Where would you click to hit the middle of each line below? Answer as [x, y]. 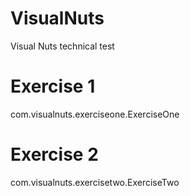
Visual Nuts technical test [62, 46]
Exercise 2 [54, 154]
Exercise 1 [53, 86]
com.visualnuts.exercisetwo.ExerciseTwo [95, 182]
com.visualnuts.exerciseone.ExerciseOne [95, 114]
